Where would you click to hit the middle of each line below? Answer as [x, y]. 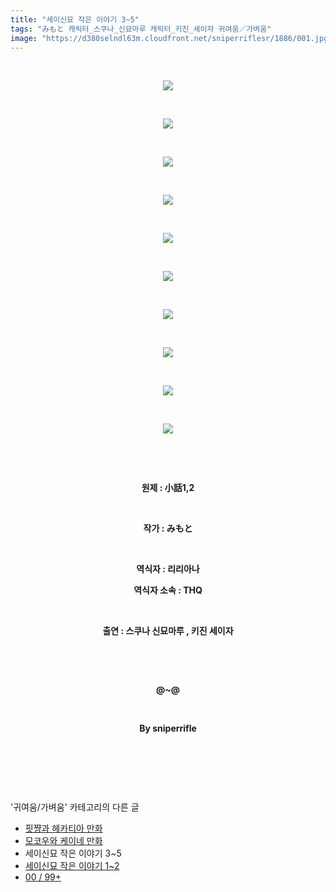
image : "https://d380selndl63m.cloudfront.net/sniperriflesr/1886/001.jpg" [171, 38]
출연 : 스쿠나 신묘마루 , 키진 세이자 [168, 631]
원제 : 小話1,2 [168, 488]
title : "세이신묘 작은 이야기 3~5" [75, 19]
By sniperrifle [168, 728]
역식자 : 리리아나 [168, 569]
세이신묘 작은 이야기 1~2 [72, 866]
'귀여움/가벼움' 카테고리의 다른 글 [75, 807]
